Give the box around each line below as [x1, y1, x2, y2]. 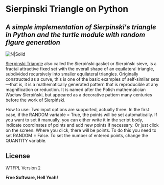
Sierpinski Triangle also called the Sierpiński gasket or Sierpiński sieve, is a [5, 61, 157, 67]
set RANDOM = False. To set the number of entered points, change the [5, 133, 148, 138]
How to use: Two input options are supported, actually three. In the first [5, 107, 150, 112]
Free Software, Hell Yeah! [5, 174, 58, 180]
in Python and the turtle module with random [5, 30, 145, 39]
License [5, 152, 30, 160]
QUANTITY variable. [5, 138, 47, 143]
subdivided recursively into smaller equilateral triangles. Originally [5, 71, 139, 77]
